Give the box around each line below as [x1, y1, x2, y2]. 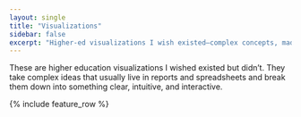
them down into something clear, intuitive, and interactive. [9, 81, 223, 92]
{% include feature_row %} [9, 99, 109, 110]
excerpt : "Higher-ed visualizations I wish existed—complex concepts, [9, 38, 279, 47]
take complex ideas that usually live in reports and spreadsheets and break [9, 72, 286, 83]
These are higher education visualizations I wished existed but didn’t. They [9, 63, 286, 73]
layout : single [9, 13, 66, 22]
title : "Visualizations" [9, 21, 102, 30]
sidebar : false [9, 29, 66, 38]
